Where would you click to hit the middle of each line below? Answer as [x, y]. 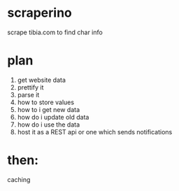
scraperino [40, 13]
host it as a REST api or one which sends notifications [95, 132]
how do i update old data [53, 117]
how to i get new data [49, 109]
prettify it [30, 87]
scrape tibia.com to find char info [55, 32]
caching [19, 179]
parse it [28, 94]
